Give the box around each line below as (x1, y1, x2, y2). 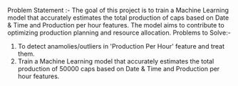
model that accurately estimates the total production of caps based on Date (7, 13, 229, 22)
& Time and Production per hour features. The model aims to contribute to (7, 21, 224, 29)
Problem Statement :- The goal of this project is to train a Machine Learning (7, 6, 229, 14)
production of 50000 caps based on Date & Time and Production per (17, 65, 220, 73)
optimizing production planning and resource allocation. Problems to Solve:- (7, 28, 232, 37)
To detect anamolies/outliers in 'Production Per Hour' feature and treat (17, 42, 224, 50)
